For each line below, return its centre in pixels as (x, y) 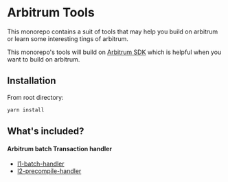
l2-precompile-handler (49, 171)
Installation (32, 81)
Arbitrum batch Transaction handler (59, 148)
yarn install (26, 110)
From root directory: (35, 97)
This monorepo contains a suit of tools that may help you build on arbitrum (113, 31)
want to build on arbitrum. (44, 59)
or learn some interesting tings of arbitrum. (68, 38)
